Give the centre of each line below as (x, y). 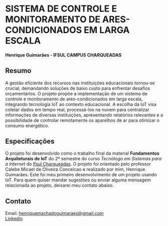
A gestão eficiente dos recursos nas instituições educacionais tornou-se (80, 83)
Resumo (18, 71)
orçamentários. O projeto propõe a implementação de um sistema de (76, 93)
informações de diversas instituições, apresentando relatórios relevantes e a (84, 115)
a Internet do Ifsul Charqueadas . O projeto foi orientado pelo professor (78, 164)
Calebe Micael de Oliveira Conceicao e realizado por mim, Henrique (75, 169)
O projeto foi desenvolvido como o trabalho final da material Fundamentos (82, 153)
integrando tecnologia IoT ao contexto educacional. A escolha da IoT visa (81, 104)
